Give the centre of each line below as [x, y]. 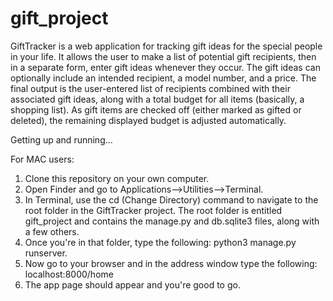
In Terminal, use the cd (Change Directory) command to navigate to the [171, 199]
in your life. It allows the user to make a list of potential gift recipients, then [163, 56]
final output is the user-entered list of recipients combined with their [150, 88]
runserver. [46, 253]
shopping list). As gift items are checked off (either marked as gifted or [156, 109]
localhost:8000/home [69, 274]
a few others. [52, 231]
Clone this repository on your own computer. [117, 178]
